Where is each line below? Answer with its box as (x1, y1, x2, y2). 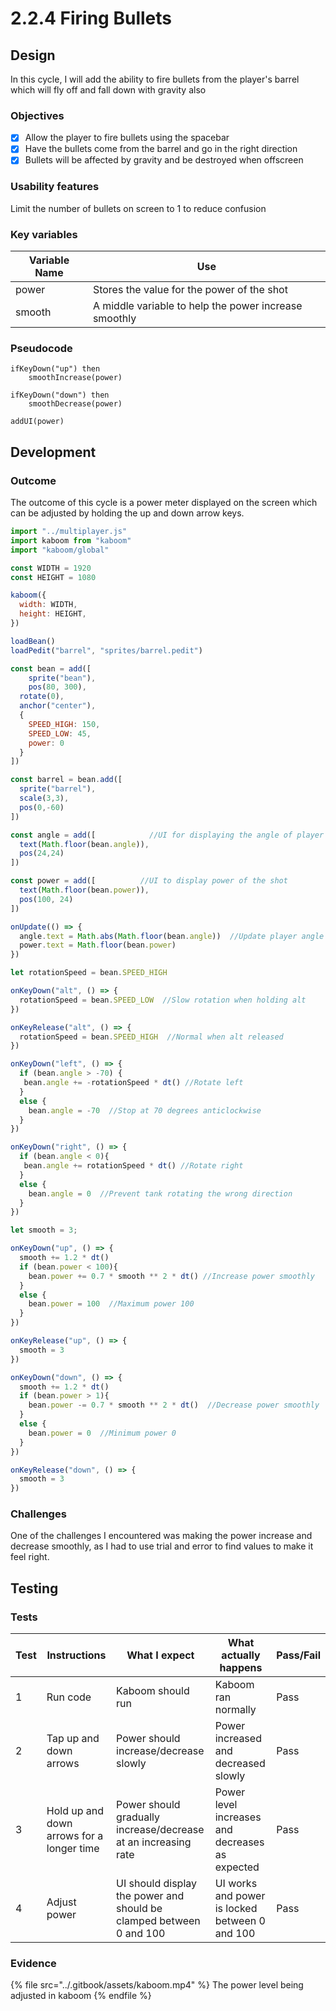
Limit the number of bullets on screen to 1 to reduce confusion (10, 202, 267, 214)
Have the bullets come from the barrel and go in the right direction (24, 143, 298, 155)
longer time (46, 1842, 100, 1856)
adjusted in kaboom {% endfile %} (10, 1990, 152, 2002)
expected (214, 1860, 260, 1874)
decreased (214, 1757, 266, 1771)
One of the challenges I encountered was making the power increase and (10, 1530, 313, 1542)
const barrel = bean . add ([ (10, 775, 123, 785)
